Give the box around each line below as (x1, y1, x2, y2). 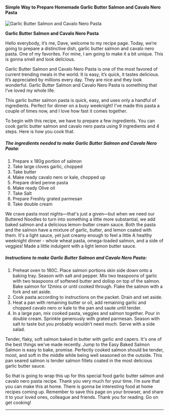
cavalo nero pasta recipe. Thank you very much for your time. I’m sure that (5, 378, 160, 384)
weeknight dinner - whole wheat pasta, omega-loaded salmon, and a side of (5, 238, 163, 244)
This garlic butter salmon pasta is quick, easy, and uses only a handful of (5, 97, 157, 103)
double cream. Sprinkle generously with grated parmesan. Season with (12, 316, 160, 322)
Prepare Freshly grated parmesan (12, 196, 82, 202)
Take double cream (12, 201, 53, 207)
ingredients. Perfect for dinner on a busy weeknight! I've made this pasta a (5, 102, 160, 109)
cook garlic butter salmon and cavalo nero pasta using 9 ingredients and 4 (5, 123, 159, 129)
